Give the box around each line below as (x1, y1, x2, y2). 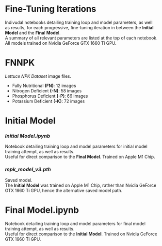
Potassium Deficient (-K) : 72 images (12, 98, 85, 104)
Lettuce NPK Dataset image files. (5, 73, 71, 79)
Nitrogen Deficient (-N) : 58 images (12, 88, 82, 93)
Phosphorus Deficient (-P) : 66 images (12, 93, 88, 99)
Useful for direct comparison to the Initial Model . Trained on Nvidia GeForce (5, 231, 158, 237)
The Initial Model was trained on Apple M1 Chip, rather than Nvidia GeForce (5, 182, 157, 188)
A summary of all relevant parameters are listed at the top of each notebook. (5, 35, 158, 41)
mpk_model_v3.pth (5, 166, 51, 173)
